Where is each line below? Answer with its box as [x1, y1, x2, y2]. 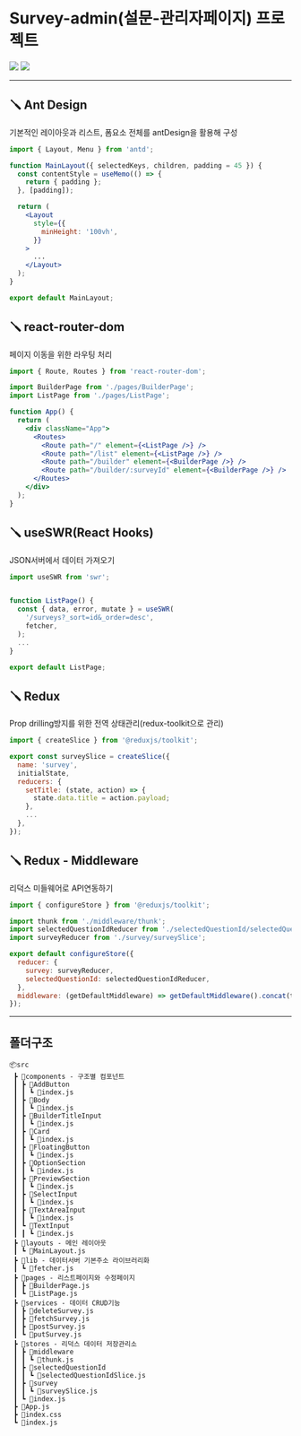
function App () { [9, 407, 74, 417]
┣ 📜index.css [13, 1410, 63, 1420]
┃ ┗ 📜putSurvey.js [13, 1330, 82, 1339]
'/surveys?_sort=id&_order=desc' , [25, 614, 154, 622]
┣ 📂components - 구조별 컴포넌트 [13, 1073, 125, 1082]
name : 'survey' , [17, 760, 78, 770]
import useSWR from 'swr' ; [9, 572, 110, 581]
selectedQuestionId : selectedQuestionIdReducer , [25, 974, 211, 983]
